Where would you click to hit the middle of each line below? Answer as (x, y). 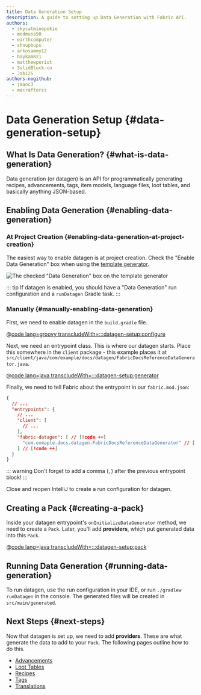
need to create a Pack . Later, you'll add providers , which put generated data (100, 529)
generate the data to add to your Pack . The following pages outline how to (97, 642)
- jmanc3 (23, 85)
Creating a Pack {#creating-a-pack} (75, 508)
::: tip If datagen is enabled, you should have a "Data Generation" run (91, 287)
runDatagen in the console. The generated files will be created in (85, 596)
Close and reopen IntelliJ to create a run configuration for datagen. (89, 489)
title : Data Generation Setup (44, 12)
